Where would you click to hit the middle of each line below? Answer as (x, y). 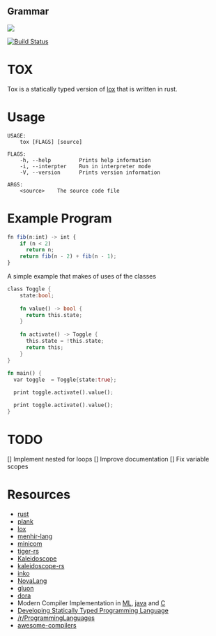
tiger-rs (28, 551)
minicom (30, 543)
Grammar (28, 12)
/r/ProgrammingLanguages (56, 618)
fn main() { (24, 374)
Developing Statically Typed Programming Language (93, 610)
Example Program (60, 218)
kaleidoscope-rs (41, 565)
